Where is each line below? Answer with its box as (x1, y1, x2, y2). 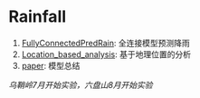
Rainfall (8, 6, 67, 27)
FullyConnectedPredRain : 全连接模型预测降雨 (21, 37, 191, 48)
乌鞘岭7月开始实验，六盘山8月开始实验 (8, 79, 153, 90)
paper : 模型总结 (21, 60, 81, 71)
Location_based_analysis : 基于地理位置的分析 (21, 48, 192, 60)
